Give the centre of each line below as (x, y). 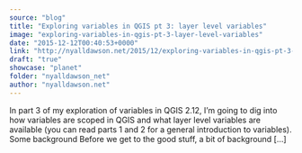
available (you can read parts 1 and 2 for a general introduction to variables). (151, 129)
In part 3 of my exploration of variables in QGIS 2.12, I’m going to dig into (143, 110)
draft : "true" (36, 59)
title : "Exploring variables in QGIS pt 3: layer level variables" (138, 26)
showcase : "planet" (46, 68)
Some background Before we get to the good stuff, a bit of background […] (148, 139)
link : (19, 51)
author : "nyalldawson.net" (60, 85)
